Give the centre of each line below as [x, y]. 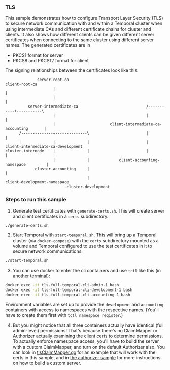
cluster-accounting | [62, 169]
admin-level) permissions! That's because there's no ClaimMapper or [85, 330]
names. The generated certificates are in [48, 45]
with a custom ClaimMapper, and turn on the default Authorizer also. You [89, 347]
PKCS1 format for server [38, 55]
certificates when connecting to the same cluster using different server [79, 40]
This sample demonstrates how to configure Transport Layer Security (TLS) [84, 18]
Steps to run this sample [36, 200]
